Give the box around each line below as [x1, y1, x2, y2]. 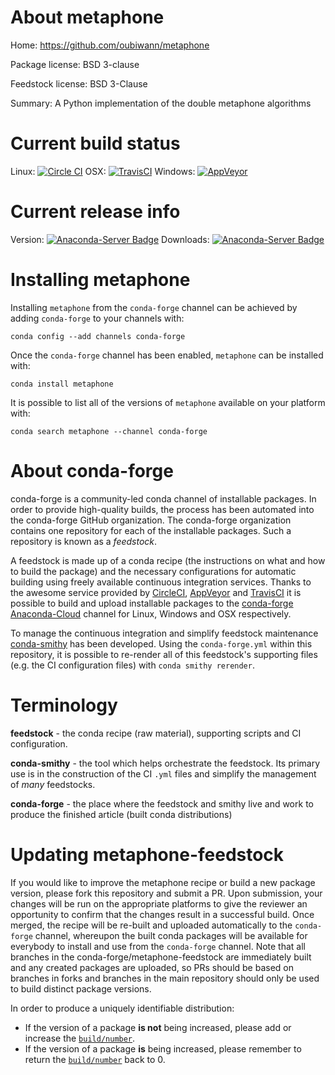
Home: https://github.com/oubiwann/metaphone [10, 39, 210, 51]
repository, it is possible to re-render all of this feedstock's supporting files [10, 648, 318, 660]
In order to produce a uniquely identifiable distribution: [10, 1002, 235, 1014]
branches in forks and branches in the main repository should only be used [10, 972, 320, 984]
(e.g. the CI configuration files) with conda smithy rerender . [10, 659, 255, 671]
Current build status [10, 132, 181, 155]
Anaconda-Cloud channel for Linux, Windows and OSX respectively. [10, 607, 292, 620]
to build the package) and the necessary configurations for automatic [10, 565, 297, 577]
